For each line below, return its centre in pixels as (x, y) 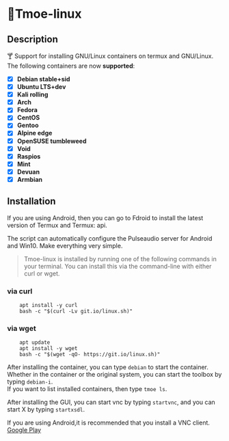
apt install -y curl (49, 305)
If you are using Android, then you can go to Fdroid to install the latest (105, 217)
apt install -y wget (49, 349)
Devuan (28, 172)
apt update (35, 343)
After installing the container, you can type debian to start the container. (108, 367)
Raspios (29, 156)
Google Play (24, 430)
